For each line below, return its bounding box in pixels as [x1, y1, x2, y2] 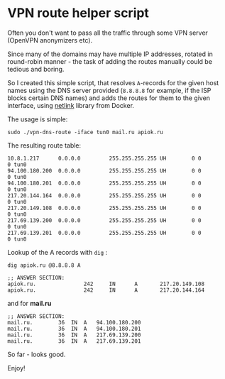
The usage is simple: [7, 115, 68, 123]
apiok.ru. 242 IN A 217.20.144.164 [7, 286, 204, 294]
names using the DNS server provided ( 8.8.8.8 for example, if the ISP [7, 86, 212, 94]
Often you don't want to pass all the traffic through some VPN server [7, 28, 208, 37]
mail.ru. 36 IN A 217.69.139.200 [7, 331, 141, 339]
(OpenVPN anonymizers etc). [7, 35, 93, 44]
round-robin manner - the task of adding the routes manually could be [7, 57, 213, 65]
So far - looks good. [7, 350, 66, 358]
